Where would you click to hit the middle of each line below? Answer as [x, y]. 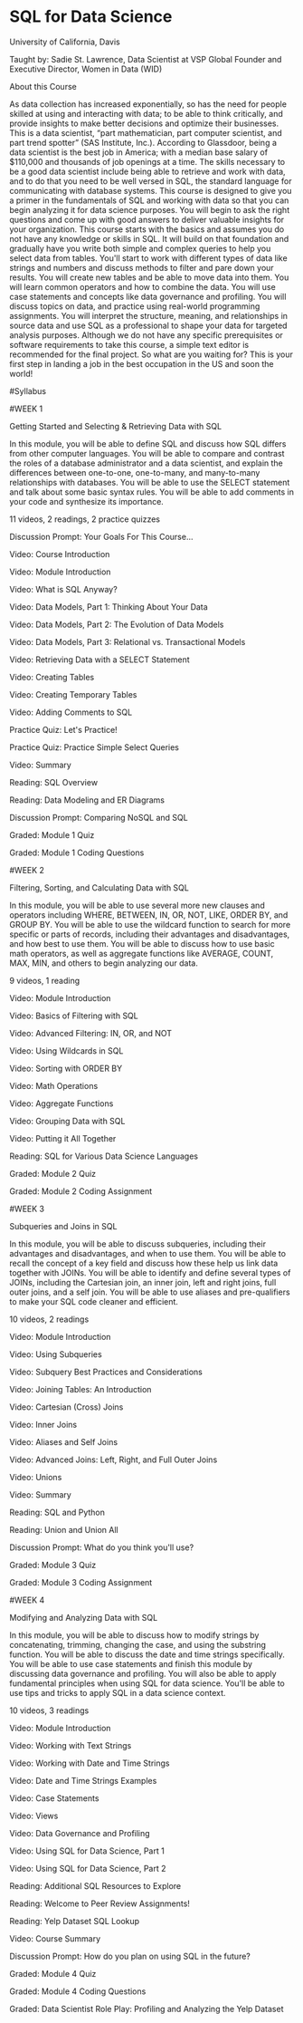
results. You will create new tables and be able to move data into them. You [149, 277]
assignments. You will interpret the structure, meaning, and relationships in [148, 315]
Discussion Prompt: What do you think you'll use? [102, 1547]
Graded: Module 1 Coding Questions [77, 853]
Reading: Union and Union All [64, 1529]
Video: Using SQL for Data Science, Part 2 [88, 1868]
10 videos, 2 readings [49, 1319]
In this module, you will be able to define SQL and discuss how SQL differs [148, 443]
